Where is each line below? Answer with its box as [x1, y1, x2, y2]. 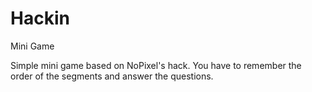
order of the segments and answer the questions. [10, 70, 214, 82]
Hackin [10, 7, 70, 30]
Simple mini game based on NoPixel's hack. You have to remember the [10, 59, 302, 71]
